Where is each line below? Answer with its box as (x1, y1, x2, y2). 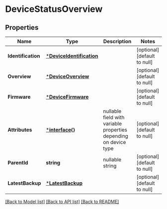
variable (103, 120, 122, 127)
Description (103, 38, 132, 45)
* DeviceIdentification (46, 53, 98, 59)
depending (103, 133, 128, 139)
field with (103, 114, 125, 121)
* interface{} (46, 127, 76, 133)
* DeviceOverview (46, 73, 89, 80)
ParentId (7, 159, 28, 166)
